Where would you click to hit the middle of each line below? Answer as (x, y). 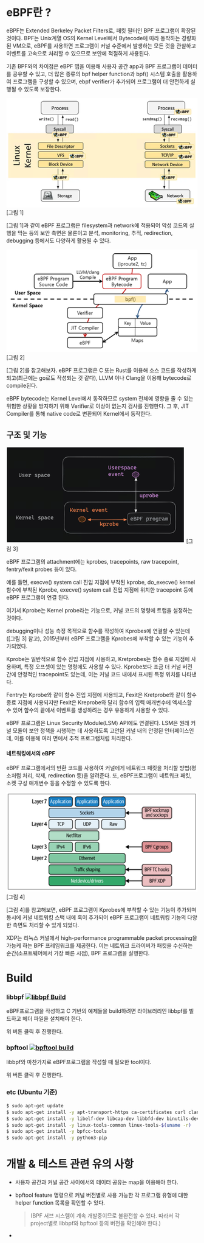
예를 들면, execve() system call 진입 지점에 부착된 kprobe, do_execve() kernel (101, 582)
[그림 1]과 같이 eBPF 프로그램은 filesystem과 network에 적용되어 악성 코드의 (97, 225)
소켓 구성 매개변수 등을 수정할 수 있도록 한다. (59, 783)
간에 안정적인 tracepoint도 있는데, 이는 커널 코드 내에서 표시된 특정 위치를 (93, 674)
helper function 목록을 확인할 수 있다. (60, 1203)
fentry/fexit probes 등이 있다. (42, 569)
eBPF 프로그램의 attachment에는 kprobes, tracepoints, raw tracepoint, (93, 561)
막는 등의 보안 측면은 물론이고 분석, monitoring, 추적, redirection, (95, 233)
